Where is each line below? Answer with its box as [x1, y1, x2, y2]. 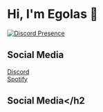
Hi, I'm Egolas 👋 [7, 6, 98, 22]
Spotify [7, 75, 28, 83]
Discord [7, 67, 30, 75]
